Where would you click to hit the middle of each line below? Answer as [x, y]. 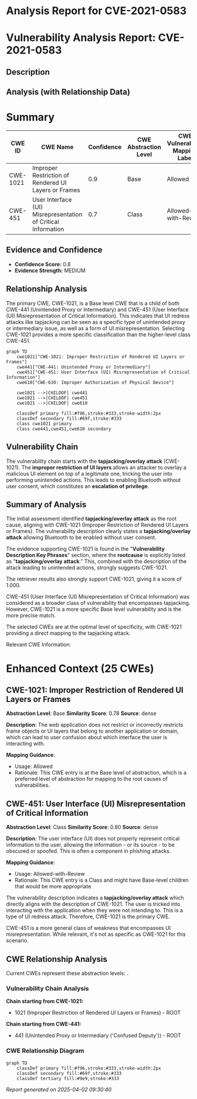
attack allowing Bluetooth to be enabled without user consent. [81, 538]
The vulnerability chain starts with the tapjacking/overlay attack [84, 461]
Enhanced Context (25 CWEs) [80, 668]
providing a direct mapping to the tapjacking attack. [68, 633]
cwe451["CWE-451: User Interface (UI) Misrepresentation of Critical [103, 372]
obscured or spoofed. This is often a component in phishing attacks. [89, 851]
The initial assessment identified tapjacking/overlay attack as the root [91, 519]
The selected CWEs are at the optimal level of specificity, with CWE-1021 [94, 627]
